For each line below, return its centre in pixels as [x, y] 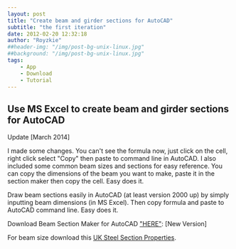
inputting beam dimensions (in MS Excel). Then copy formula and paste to [116, 203]
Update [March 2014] [39, 137]
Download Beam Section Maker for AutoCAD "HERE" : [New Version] [107, 224]
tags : [15, 60]
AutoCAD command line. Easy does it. [63, 210]
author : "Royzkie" [34, 41]
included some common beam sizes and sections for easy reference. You [115, 166]
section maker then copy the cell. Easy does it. [76, 181]
